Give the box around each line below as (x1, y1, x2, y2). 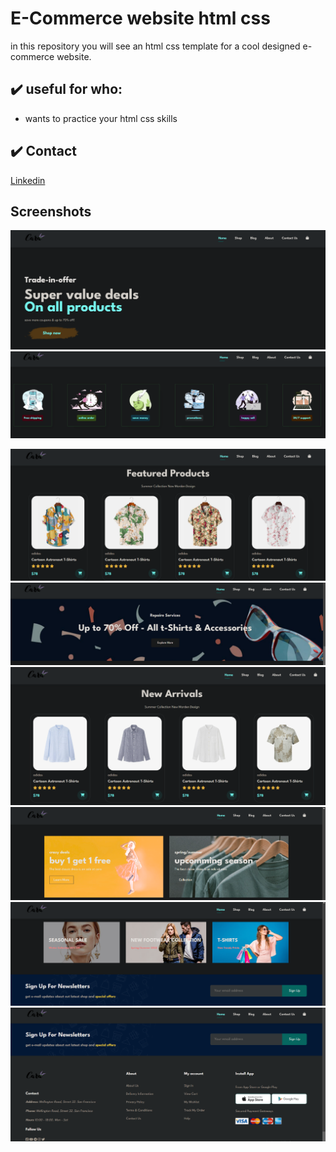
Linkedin (10, 174, 46, 186)
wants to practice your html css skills (24, 112, 178, 124)
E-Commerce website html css (10, 7, 271, 30)
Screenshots (10, 203, 92, 220)
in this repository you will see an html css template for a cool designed (10, 40, 301, 52)
